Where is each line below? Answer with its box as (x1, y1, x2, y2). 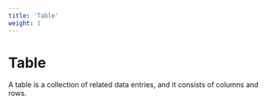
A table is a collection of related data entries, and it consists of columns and (8, 80, 259, 90)
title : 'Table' (8, 11, 59, 20)
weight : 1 (8, 19, 42, 27)
